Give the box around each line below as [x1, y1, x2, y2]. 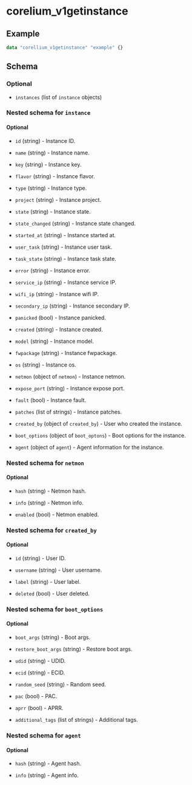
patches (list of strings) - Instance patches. [15, 408, 122, 415]
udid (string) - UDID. [15, 657, 66, 665]
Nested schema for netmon [6, 458, 85, 467]
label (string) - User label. [15, 578, 81, 585]
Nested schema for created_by [6, 526, 97, 534]
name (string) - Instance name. [15, 149, 90, 156]
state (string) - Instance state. [15, 208, 91, 215]
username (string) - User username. [15, 566, 102, 573]
